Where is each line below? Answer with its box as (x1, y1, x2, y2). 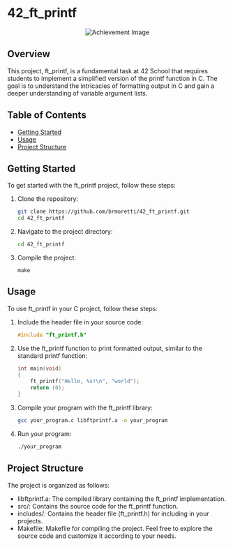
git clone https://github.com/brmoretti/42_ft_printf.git (17, 208, 190, 216)
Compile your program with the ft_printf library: (17, 403, 153, 412)
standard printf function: (17, 351, 88, 360)
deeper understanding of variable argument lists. (7, 89, 148, 97)
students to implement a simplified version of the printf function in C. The (7, 74, 218, 82)
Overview (7, 48, 51, 60)
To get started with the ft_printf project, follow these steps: (7, 181, 176, 190)
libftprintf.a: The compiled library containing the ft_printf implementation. (17, 494, 227, 503)
